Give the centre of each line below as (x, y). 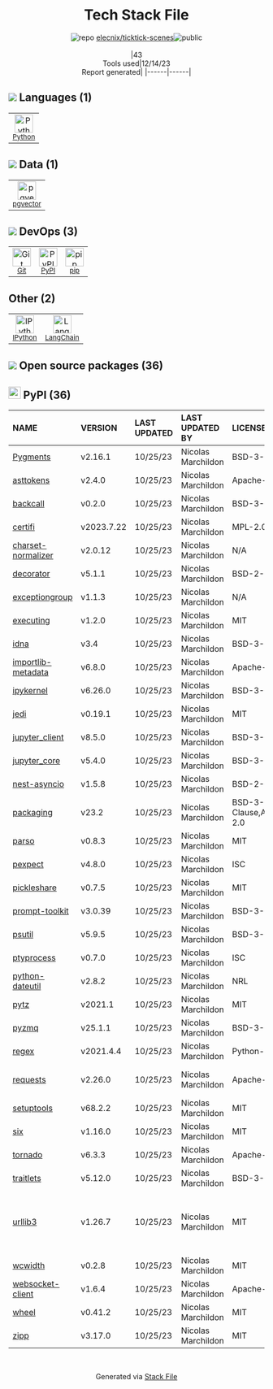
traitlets (27, 1178)
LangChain (62, 338)
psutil (23, 935)
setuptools (32, 1109)
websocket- (36, 1284)
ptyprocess (34, 958)
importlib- (32, 662)
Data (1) (39, 165)
